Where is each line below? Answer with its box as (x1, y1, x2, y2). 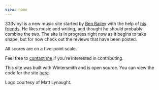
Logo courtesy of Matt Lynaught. (5, 79, 72, 85)
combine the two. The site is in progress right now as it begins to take (5, 31, 147, 37)
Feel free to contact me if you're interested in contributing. (5, 55, 124, 61)
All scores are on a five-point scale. (5, 45, 77, 51)
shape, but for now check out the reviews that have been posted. (5, 36, 137, 42)
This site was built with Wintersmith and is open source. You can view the (5, 65, 154, 70)
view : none (5, 7, 28, 12)
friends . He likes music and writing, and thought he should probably (5, 25, 143, 32)
